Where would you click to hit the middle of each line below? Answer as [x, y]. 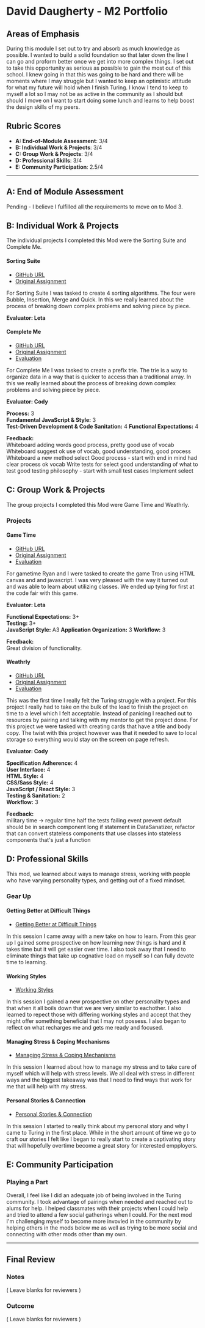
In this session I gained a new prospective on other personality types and [98, 1002]
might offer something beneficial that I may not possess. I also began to [96, 1021]
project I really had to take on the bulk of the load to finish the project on [97, 707]
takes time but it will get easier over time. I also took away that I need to [96, 949]
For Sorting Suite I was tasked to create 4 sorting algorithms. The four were [101, 293]
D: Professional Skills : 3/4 [49, 160]
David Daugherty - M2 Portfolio [87, 11]
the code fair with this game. [42, 593]
